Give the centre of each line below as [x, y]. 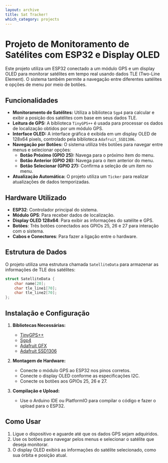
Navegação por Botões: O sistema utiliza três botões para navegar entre [88, 145]
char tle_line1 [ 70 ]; [36, 288]
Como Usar [23, 422]
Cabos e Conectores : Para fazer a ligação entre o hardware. [75, 236]
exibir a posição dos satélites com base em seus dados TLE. [75, 118]
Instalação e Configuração [47, 313]
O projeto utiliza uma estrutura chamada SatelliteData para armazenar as [82, 264]
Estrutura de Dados [36, 252]
